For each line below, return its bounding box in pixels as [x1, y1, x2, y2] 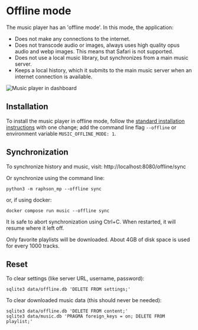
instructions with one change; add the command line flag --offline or [6, 123, 177, 131]
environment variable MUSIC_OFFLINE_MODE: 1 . [6, 130, 116, 137]
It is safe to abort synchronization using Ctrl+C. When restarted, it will [6, 218, 176, 225]
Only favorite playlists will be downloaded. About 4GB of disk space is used [6, 236, 190, 243]
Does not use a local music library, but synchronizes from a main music [14, 54, 189, 61]
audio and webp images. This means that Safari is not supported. [14, 47, 174, 55]
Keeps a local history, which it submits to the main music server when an [14, 66, 192, 73]
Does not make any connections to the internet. [14, 35, 131, 42]
